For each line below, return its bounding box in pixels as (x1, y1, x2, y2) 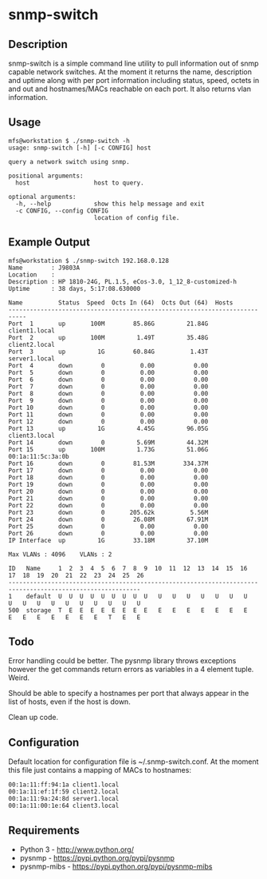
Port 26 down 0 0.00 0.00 (8, 529, 209, 537)
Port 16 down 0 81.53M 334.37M (8, 459, 209, 467)
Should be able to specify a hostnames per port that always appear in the (8, 689, 249, 698)
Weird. (8, 673, 30, 682)
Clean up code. (8, 713, 58, 722)
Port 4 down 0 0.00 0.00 (8, 361, 209, 369)
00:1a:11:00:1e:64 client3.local (8, 801, 120, 810)
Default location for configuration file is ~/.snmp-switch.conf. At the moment (8, 757, 259, 766)
